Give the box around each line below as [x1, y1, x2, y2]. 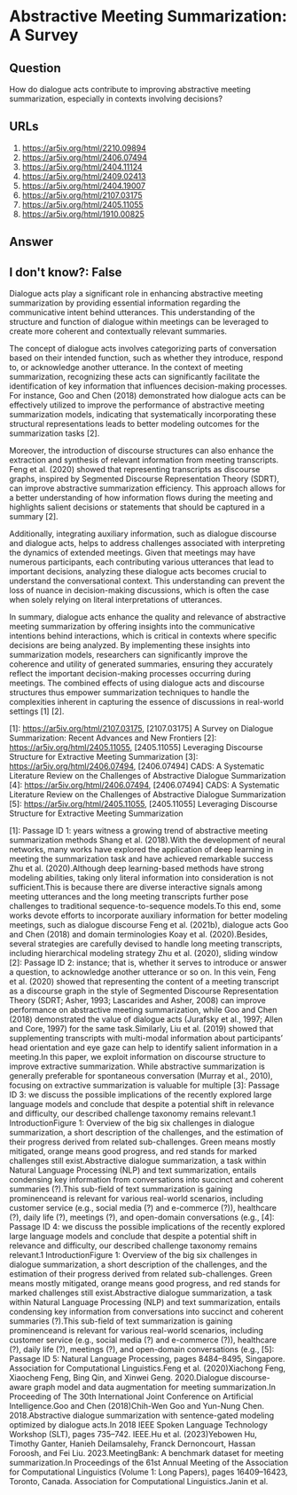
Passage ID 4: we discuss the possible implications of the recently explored [9, 1222, 285, 1232]
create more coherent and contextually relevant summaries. [9, 326, 228, 336]
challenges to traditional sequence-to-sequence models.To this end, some [9, 901, 282, 912]
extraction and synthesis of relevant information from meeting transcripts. [9, 455, 279, 465]
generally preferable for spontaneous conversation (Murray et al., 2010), [9, 1071, 273, 1081]
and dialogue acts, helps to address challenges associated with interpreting [9, 538, 285, 549]
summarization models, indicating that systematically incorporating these [9, 409, 277, 420]
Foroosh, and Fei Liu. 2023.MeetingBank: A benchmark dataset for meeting [9, 1448, 284, 1459]
